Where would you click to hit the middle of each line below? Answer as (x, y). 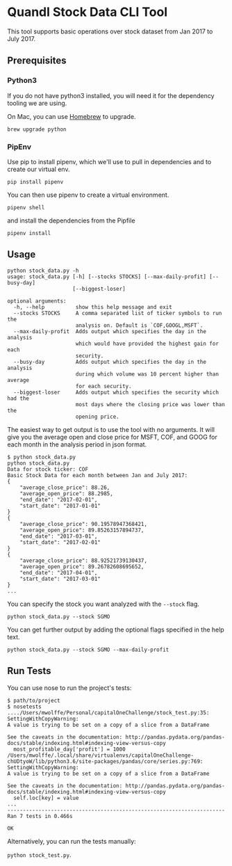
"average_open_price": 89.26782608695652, (82, 567)
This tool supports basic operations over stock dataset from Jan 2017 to (110, 31)
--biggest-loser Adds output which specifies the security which (116, 392)
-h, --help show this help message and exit (93, 307)
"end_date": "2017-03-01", (59, 536)
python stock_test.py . (39, 855)
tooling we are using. (37, 103)
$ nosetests (24, 707)
